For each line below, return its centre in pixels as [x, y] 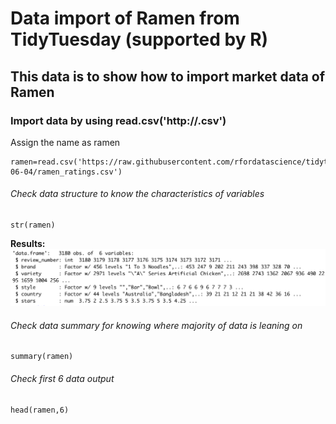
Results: [28, 244]
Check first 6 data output [62, 378]
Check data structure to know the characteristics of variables [137, 194]
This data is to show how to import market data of [168, 76]
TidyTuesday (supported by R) [139, 39]
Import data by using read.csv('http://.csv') [118, 120]
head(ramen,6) [40, 410]
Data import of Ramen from [125, 18]
